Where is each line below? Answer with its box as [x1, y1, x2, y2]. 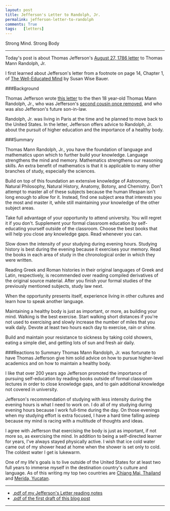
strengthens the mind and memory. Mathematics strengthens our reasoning [5, 157, 163, 163]
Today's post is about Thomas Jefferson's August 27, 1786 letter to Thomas [5, 55, 163, 61]
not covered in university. [5, 386, 58, 393]
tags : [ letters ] [5, 26, 44, 32]
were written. [5, 257, 33, 263]
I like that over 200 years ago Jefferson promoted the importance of [5, 370, 147, 376]
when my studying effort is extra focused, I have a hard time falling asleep [5, 412, 160, 418]
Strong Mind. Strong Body [5, 40, 60, 46]
